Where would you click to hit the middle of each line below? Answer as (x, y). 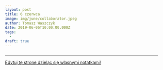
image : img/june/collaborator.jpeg (41, 18)
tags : (10, 32)
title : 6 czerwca (23, 14)
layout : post (18, 9)
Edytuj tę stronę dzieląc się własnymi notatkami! (53, 62)
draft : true (17, 41)
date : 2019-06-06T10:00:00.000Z (38, 28)
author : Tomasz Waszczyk (30, 23)
